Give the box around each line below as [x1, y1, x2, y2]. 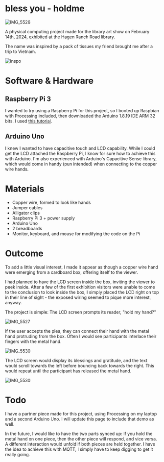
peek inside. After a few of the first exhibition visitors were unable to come [5, 284, 155, 290]
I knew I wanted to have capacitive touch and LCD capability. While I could [5, 145, 155, 151]
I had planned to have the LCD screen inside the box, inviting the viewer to [5, 279, 155, 285]
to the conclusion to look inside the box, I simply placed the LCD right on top [5, 289, 159, 295]
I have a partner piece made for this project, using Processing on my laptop [5, 411, 157, 416]
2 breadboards [12, 225, 43, 231]
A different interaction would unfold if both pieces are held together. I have [5, 441, 156, 447]
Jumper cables [12, 204, 43, 211]
